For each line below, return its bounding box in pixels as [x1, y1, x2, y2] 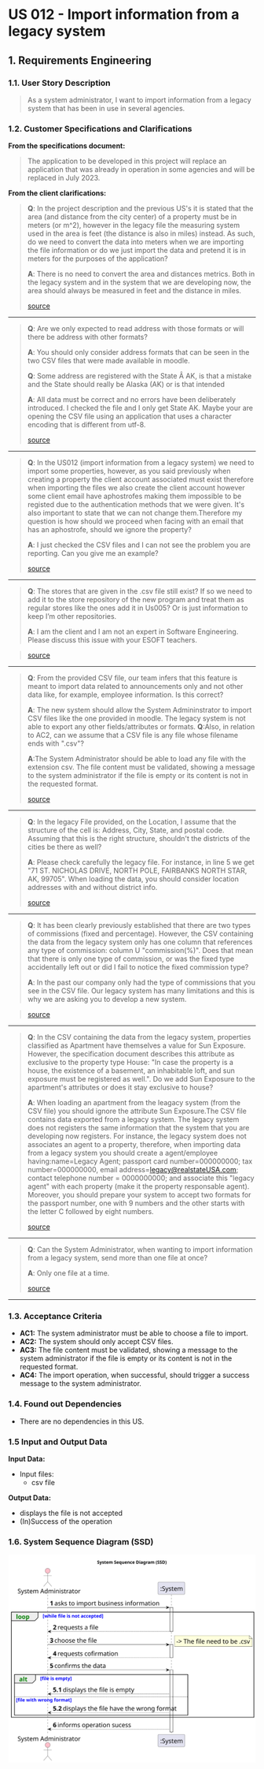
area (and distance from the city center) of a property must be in [27, 212, 237, 222]
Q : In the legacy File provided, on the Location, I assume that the [27, 817, 237, 827]
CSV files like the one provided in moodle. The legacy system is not [27, 713, 246, 723]
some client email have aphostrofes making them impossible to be [27, 491, 242, 501]
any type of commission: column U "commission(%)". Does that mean [27, 946, 254, 955]
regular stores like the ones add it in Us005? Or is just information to [27, 603, 248, 613]
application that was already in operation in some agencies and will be [27, 165, 255, 174]
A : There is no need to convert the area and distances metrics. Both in [27, 270, 255, 279]
